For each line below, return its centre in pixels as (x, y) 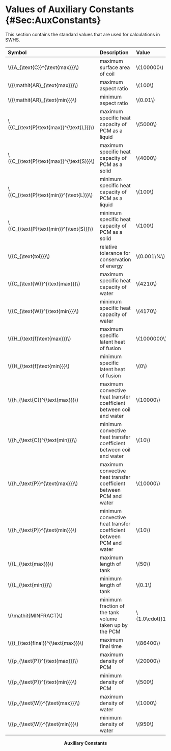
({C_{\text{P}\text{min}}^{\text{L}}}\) (50, 195)
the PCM (110, 632)
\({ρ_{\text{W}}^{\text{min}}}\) (43, 724)
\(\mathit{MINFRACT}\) (35, 615)
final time (111, 646)
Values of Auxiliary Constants (70, 9)
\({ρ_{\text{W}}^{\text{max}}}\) (44, 703)
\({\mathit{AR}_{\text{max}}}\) (43, 85)
